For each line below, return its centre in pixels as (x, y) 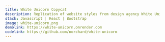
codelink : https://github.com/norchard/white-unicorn (61, 32)
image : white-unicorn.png (31, 23)
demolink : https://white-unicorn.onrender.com (54, 28)
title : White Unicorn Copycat (36, 9)
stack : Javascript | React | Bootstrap (46, 18)
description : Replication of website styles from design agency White (79, 14)
